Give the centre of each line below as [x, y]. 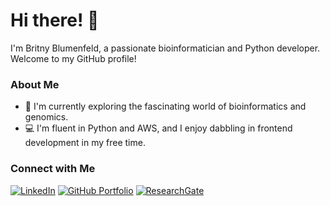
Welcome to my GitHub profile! [73, 58]
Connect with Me [53, 169]
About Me [35, 84]
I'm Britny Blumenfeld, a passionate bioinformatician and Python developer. [165, 48]
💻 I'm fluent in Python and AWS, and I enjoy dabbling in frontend [158, 128]
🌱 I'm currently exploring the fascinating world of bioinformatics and [165, 106]
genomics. [46, 117]
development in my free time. [85, 143]
